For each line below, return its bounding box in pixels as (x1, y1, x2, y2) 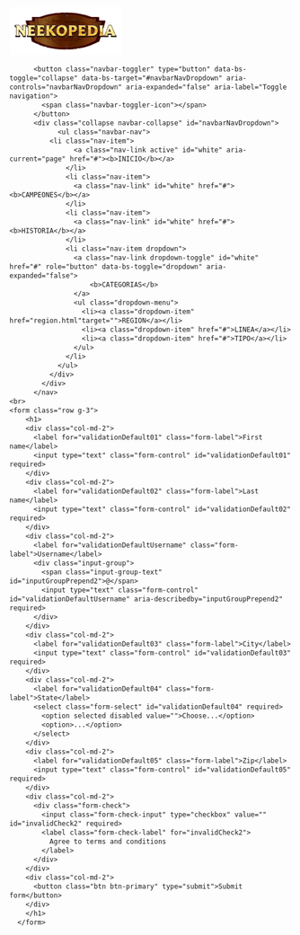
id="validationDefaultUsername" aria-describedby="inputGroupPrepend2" (9, 595, 283, 604)
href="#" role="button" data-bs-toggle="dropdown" (9, 262, 203, 271)
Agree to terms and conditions (49, 837, 167, 846)
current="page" (9, 154, 66, 163)
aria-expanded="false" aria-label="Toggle (125, 83, 287, 92)
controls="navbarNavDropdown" (9, 83, 123, 92)
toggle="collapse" (9, 74, 78, 83)
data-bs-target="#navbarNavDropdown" (81, 74, 223, 83)
